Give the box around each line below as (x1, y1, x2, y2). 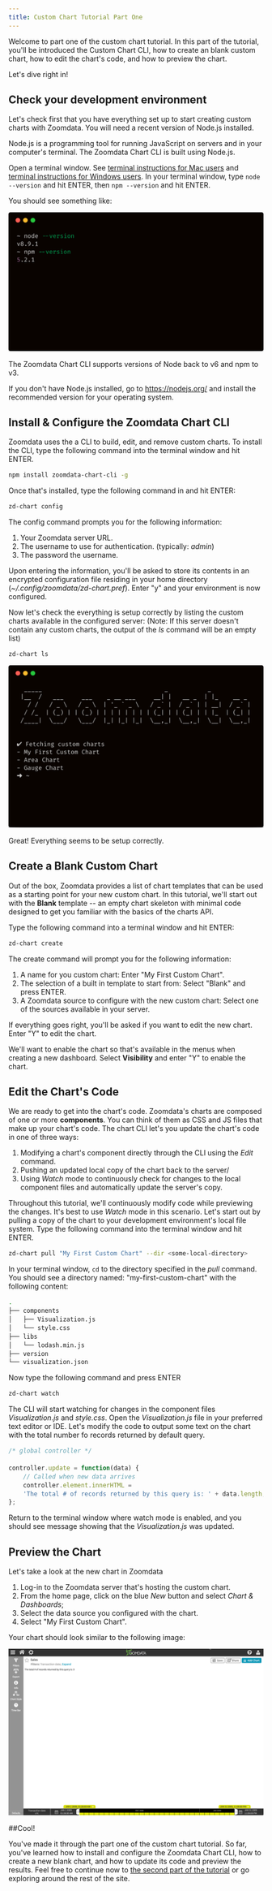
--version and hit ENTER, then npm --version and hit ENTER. (8, 180, 211, 190)
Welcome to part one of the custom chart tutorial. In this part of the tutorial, (8, 37, 259, 46)
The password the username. (19, 550, 119, 560)
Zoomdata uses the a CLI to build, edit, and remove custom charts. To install (8, 437, 262, 447)
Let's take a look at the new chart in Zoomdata (8, 1567, 164, 1577)
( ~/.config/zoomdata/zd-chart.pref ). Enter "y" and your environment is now (8, 583, 261, 593)
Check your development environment (8, 93, 207, 107)
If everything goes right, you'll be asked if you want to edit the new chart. (8, 1020, 253, 1030)
